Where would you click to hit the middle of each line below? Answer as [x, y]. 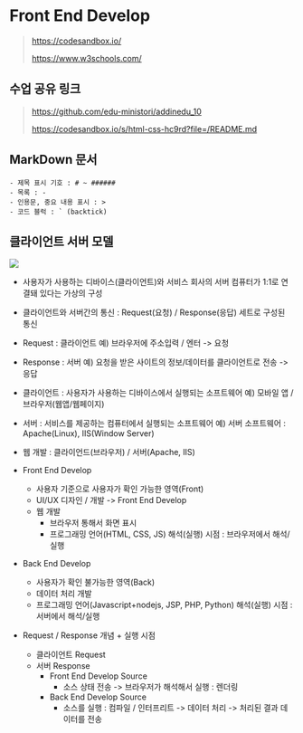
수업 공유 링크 [45, 89]
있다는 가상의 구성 [71, 293]
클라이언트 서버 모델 [62, 241]
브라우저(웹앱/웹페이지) [63, 405]
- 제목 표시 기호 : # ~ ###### [62, 183]
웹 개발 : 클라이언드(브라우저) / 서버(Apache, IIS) [109, 452]
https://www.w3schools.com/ [86, 58]
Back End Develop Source [98, 697]
